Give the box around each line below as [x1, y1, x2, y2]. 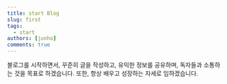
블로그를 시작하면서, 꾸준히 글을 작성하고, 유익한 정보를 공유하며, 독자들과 [7, 61, 202, 68]
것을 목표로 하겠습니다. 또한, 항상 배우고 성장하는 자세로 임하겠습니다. [14, 69, 198, 77]
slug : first [7, 16, 41, 23]
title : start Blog [7, 9, 59, 17]
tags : [7, 22, 23, 29]
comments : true [7, 41, 51, 48]
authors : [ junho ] [7, 35, 57, 42]
